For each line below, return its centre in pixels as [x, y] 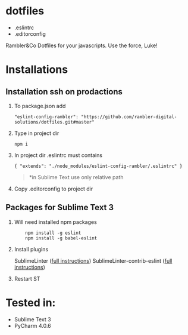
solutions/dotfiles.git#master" [54, 122]
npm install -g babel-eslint [61, 238]
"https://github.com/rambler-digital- [129, 117]
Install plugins [31, 249]
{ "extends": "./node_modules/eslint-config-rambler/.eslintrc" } [98, 166]
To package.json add [40, 106]
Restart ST [27, 278]
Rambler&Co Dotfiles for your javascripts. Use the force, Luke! [82, 45]
